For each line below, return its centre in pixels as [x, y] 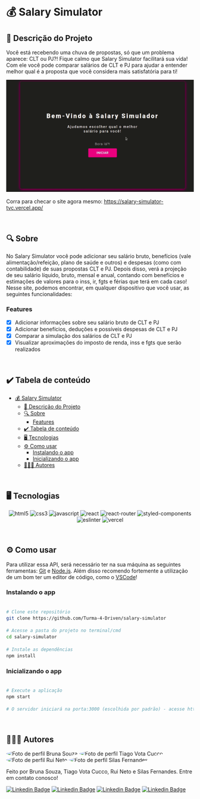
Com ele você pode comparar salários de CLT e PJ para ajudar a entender [97, 65]
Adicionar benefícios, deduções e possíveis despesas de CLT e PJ [96, 329]
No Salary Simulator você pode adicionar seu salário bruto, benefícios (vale [99, 256]
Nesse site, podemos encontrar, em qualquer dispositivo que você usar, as [98, 288]
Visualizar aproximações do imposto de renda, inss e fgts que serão [98, 343]
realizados [27, 349]
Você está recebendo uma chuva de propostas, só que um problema [90, 52]
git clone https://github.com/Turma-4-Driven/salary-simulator [86, 618]
